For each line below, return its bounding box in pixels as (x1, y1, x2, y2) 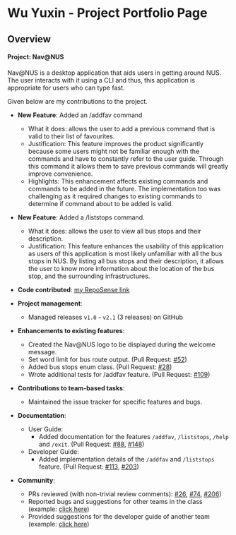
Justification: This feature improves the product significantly (28, 139, 203, 148)
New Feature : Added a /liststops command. (17, 213, 145, 222)
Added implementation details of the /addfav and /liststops (38, 455, 215, 463)
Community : (17, 476, 55, 484)
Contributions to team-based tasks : (17, 383, 125, 392)
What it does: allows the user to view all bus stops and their (28, 227, 201, 235)
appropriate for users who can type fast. (7, 83, 125, 92)
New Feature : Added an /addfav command (17, 111, 143, 119)
